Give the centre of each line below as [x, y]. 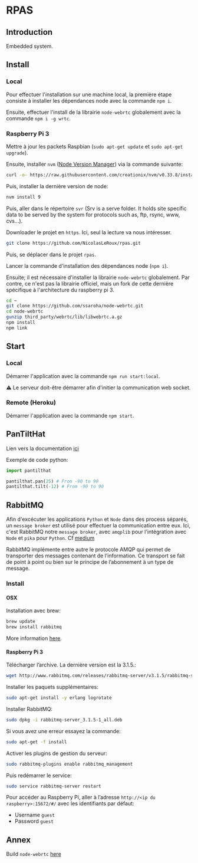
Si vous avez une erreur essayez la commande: [63, 731]
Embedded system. [29, 46]
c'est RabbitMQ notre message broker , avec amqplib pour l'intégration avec [96, 532]
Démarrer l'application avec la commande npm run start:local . [83, 376]
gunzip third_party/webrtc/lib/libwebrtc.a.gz [64, 317]
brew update [21, 622]
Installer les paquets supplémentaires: [52, 687]
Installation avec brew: [33, 611]
